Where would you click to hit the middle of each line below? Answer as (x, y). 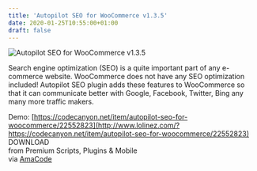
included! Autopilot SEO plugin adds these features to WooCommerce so (127, 85)
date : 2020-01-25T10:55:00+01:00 (63, 23)
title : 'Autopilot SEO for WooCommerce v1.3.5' (88, 15)
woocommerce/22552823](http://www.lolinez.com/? (94, 125)
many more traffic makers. (51, 102)
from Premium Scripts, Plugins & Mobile (73, 150)
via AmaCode (30, 159)
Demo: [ (21, 117)
